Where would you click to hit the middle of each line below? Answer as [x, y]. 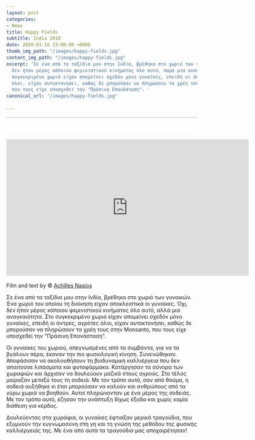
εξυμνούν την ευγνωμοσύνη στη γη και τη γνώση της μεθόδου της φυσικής [102, 424]
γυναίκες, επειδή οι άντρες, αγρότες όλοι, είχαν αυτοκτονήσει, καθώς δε [99, 323]
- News [15, 25]
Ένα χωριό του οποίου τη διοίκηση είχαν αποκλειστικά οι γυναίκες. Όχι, [97, 303]
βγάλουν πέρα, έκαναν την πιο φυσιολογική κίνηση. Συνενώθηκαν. [91, 354]
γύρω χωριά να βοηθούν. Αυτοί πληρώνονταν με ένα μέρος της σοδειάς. [99, 393]
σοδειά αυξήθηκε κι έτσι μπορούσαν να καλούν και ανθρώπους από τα [96, 386]
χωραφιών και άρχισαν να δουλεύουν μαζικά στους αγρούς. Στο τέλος [96, 373]
